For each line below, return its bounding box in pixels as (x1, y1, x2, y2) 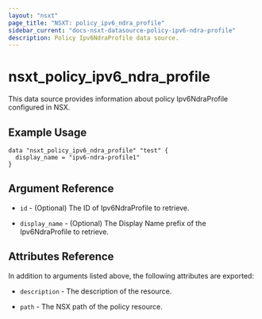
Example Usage (8, 125, 87, 139)
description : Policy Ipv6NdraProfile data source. (8, 33, 179, 42)
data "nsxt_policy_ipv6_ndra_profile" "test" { (8, 147, 169, 155)
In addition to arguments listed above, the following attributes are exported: (8, 271, 254, 280)
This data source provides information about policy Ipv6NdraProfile (8, 94, 229, 104)
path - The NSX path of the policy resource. (19, 302, 163, 311)
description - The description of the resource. (19, 286, 172, 296)
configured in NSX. (8, 102, 71, 112)
